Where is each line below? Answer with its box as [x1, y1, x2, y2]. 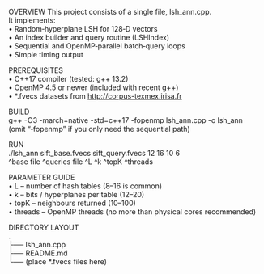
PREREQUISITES [8, 65, 63, 75]
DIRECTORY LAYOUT [8, 222, 79, 232]
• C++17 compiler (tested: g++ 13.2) [8, 74, 129, 83]
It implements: [8, 15, 56, 25]
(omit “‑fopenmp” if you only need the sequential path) [8, 124, 190, 133]
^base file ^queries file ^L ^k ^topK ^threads [8, 157, 154, 167]
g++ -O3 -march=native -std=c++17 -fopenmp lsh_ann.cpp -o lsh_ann [8, 116, 243, 124]
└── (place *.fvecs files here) [8, 257, 108, 266]
